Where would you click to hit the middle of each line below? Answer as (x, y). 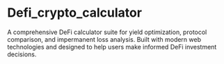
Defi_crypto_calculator (75, 13)
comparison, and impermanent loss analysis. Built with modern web (104, 39)
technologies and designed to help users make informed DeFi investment (112, 47)
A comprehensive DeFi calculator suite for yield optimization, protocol (107, 32)
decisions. (22, 54)
